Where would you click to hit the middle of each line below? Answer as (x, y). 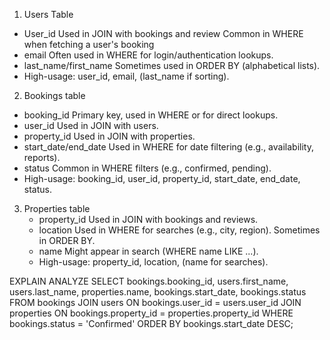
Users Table (48, 14)
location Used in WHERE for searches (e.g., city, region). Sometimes (179, 230)
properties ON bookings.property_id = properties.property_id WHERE (151, 313)
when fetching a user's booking (89, 44)
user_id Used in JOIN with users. (91, 125)
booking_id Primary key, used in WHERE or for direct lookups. (151, 115)
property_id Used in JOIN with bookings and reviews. (148, 219)
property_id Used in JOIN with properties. (109, 136)
